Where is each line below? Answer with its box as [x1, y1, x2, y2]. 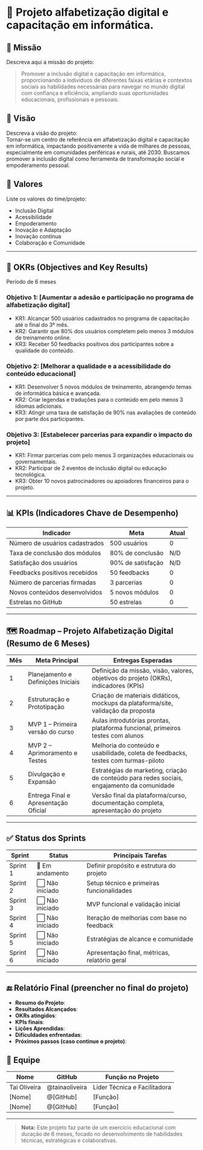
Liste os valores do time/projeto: [6, 195, 86, 202]
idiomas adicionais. [14, 402, 63, 410]
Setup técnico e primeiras [86, 878, 160, 887]
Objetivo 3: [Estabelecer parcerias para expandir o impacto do [6, 430, 193, 439]
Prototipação [28, 702, 65, 711]
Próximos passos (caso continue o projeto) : [14, 1037, 127, 1045]
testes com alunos [91, 731, 144, 740]
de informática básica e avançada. [14, 390, 101, 397]
